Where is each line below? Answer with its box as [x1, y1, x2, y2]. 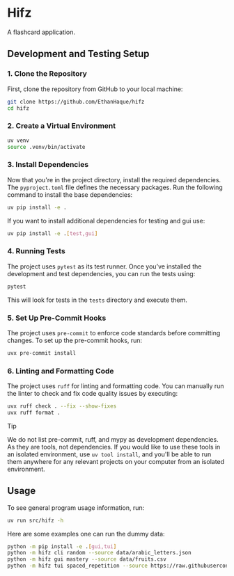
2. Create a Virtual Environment [7, 121, 116, 131]
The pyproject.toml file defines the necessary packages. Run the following [7, 183, 223, 191]
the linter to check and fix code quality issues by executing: [7, 390, 178, 398]
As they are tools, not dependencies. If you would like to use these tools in [7, 442, 221, 451]
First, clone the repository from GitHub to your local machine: [7, 85, 183, 93]
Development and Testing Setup [7, 48, 150, 60]
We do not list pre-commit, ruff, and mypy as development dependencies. [7, 435, 219, 443]
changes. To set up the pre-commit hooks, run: [7, 336, 143, 344]
